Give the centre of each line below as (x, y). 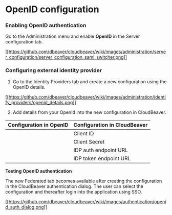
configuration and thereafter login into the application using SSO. (74, 192)
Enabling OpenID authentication (46, 26)
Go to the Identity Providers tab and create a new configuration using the (90, 81)
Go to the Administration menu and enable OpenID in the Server (73, 36)
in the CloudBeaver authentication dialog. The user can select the (74, 186)
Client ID (84, 133)
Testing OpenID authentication (39, 171)
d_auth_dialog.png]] (26, 207)
